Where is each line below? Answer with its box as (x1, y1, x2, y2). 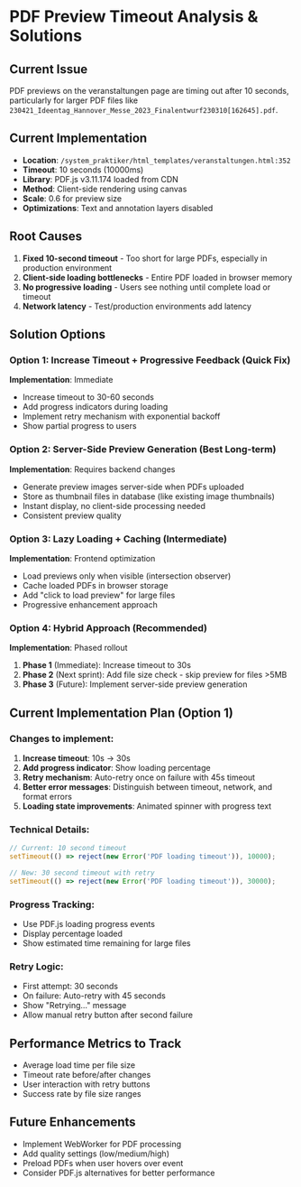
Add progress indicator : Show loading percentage (22, 762, 211, 773)
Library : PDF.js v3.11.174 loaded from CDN (22, 173, 178, 184)
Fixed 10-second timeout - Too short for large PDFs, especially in (22, 253, 268, 264)
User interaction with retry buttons (22, 1079, 150, 1090)
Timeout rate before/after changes (22, 1070, 151, 1080)
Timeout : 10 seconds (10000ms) (22, 164, 144, 175)
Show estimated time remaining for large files (22, 937, 191, 949)
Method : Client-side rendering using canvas (22, 183, 187, 194)
